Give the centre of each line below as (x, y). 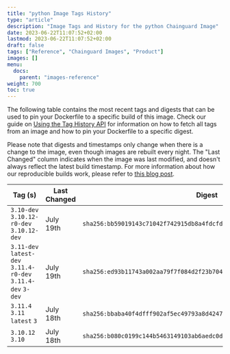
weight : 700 (24, 84)
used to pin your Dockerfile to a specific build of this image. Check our (107, 117)
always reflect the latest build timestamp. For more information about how (111, 167)
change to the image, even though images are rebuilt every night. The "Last (114, 152)
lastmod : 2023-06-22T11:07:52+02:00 (59, 39)
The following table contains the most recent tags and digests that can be (111, 110)
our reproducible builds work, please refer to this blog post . (91, 174)
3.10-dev (25, 210)
